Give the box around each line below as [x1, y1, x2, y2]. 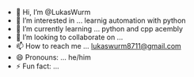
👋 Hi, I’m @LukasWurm [15, 8, 91, 16]
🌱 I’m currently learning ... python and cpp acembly [15, 24, 184, 33]
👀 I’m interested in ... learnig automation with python [15, 16, 186, 25]
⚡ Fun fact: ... [15, 61, 59, 71]
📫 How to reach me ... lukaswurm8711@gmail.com [15, 42, 182, 50]
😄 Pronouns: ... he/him [15, 53, 91, 62]
